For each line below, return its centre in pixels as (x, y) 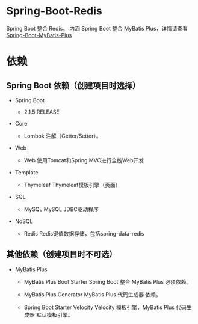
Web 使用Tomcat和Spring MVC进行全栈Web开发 (84, 160)
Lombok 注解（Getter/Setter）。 (63, 136)
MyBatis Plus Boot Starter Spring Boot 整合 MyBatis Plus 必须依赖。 (108, 281)
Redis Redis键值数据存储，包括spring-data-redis (84, 233)
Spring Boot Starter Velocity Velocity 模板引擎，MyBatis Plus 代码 (105, 307)
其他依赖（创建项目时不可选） (62, 255)
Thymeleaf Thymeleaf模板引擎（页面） (72, 185)
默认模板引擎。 (54, 314)
